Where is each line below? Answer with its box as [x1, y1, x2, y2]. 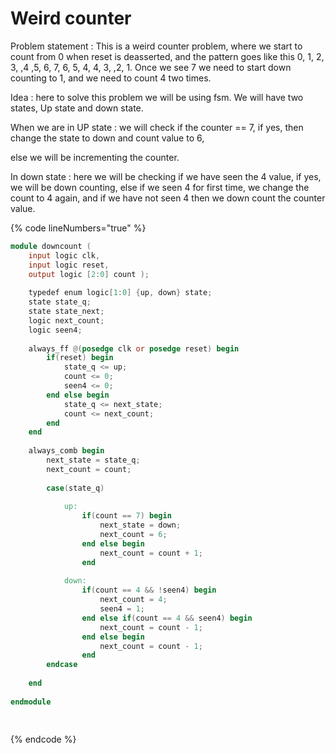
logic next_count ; [28, 315, 105, 326]
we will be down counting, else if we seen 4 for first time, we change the [10, 181, 310, 193]
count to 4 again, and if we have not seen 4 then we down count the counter [10, 192, 326, 204]
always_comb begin [28, 446, 105, 456]
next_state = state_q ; [46, 455, 141, 466]
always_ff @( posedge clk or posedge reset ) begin [28, 343, 240, 354]
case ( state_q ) [46, 483, 105, 493]
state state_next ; [28, 307, 105, 317]
